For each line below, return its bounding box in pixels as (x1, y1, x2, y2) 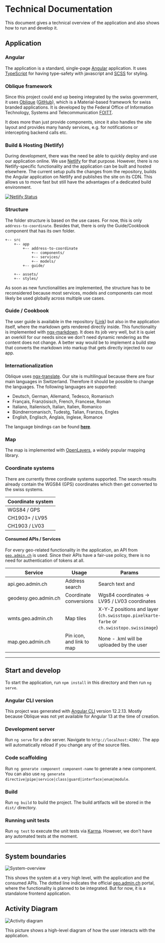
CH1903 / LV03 (7, 522, 45, 529)
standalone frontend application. (5, 890, 71, 896)
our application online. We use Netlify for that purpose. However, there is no (5, 158, 159, 164)
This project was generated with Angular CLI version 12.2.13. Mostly (5, 708, 142, 714)
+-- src (5, 237, 21, 242)
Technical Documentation (5, 3, 113, 15)
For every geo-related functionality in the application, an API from (5, 547, 138, 553)
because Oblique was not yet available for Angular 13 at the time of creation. (5, 713, 160, 719)
